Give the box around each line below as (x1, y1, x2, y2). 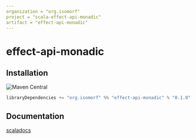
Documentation (6, 111, 65, 121)
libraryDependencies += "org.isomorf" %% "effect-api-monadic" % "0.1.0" (6, 95, 191, 101)
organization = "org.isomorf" (6, 8, 81, 15)
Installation (6, 68, 48, 78)
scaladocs (6, 127, 31, 134)
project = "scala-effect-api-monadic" (6, 14, 101, 20)
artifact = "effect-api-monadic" (6, 19, 88, 25)
